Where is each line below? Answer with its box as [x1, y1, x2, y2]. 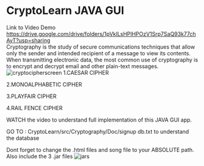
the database [6, 134, 40, 142]
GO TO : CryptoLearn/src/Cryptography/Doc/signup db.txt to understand [6, 128, 189, 135]
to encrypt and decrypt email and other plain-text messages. [6, 62, 159, 70]
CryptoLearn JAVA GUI [6, 4, 125, 18]
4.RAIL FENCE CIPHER [6, 104, 63, 111]
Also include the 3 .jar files [6, 153, 73, 160]
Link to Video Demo [6, 24, 56, 31]
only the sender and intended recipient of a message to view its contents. [6, 49, 191, 57]
